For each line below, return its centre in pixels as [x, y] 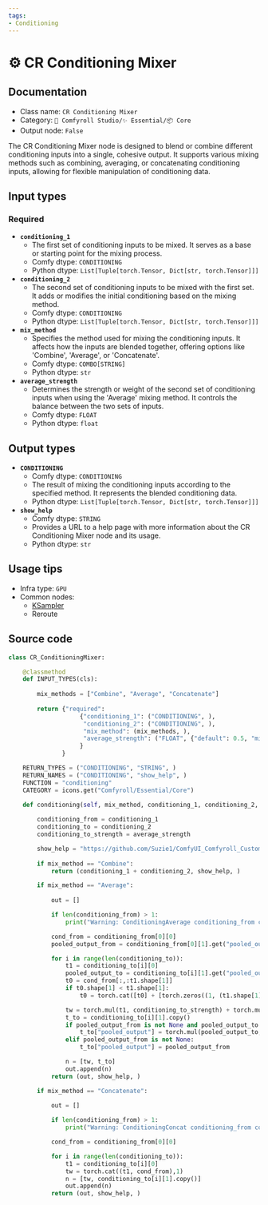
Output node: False [51, 130]
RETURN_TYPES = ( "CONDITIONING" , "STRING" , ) [100, 768]
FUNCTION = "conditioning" [67, 783]
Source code [41, 639]
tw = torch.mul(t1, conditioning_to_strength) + [147, 1010]
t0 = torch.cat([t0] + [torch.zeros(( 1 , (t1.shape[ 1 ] [171, 996]
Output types [42, 448]
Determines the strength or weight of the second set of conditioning [144, 389]
